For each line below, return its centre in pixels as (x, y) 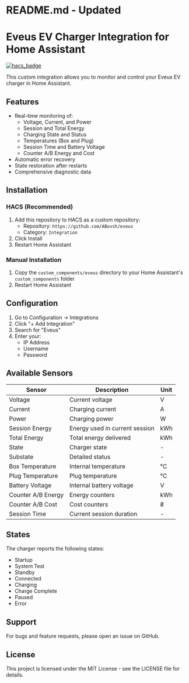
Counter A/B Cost (33, 504)
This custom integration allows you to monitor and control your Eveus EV (93, 77)
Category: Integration (50, 232)
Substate (21, 456)
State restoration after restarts (51, 165)
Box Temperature (33, 466)
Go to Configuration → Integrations (57, 317)
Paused (24, 597)
